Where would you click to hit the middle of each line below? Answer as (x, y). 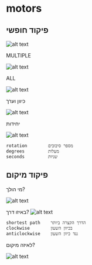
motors (24, 9)
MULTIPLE (18, 55)
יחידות (13, 124)
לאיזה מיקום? (21, 244)
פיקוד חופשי (27, 30)
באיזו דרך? (18, 212)
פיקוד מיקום (27, 175)
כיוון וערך (16, 101)
